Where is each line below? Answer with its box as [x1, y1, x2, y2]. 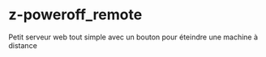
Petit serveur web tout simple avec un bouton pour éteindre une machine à [8, 32, 258, 42]
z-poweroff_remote [8, 6, 143, 24]
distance [8, 40, 38, 50]
